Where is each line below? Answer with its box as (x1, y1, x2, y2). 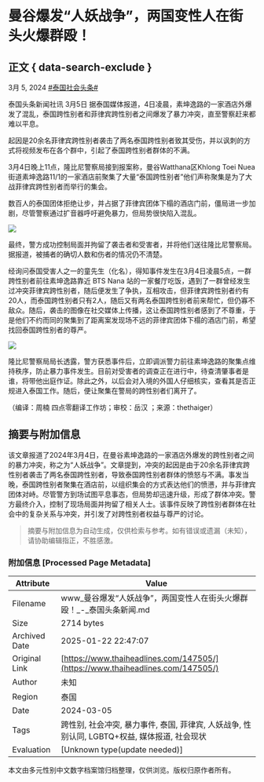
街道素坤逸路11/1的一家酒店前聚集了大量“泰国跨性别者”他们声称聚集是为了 (8, 172, 246, 181)
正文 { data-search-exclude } (8, 60, 152, 74)
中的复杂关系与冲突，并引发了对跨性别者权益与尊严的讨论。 (14, 509, 208, 518)
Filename (12, 598, 46, 609)
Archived (12, 630, 46, 641)
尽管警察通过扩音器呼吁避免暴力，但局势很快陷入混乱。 (21, 209, 201, 217)
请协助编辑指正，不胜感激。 (27, 535, 118, 545)
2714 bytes (60, 618, 104, 629)
